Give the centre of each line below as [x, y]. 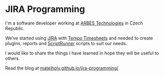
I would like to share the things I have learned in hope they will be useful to [82, 53]
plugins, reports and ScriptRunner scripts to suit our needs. [66, 43]
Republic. [15, 28]
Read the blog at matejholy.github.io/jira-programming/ [62, 68]
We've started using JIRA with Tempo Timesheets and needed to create [79, 38]
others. [12, 58]
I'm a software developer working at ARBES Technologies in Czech [74, 23]
